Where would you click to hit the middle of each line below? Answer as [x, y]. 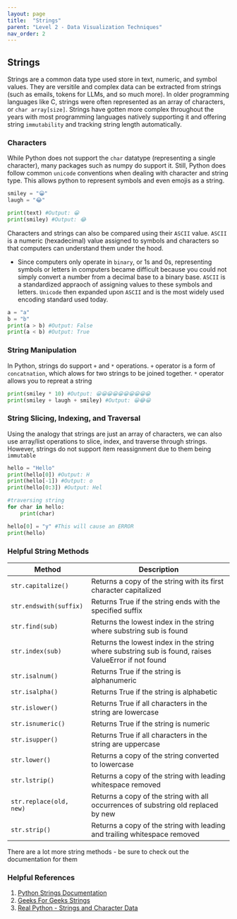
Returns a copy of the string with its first [158, 581]
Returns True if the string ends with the [156, 601]
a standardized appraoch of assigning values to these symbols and [115, 284]
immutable [22, 456]
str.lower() [31, 760]
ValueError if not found [129, 660]
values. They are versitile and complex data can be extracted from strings [114, 87]
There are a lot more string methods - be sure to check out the [98, 851]
